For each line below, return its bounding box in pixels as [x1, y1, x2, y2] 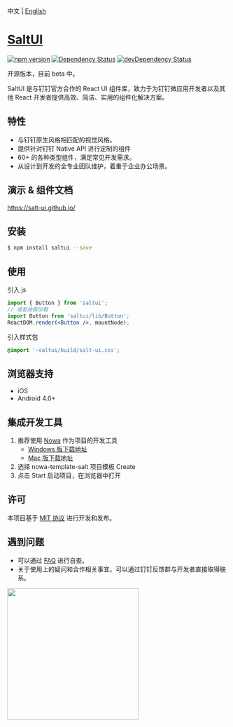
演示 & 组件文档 [7, 184, 73, 196]
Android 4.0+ [17, 394, 56, 402]
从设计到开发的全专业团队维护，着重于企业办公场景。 [17, 161, 171, 170]
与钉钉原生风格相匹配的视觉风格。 [17, 135, 116, 144]
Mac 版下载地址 [27, 454, 73, 462]
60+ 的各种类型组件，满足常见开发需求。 [17, 153, 136, 161]
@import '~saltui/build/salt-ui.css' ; [7, 346, 120, 353]
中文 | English [7, 7, 47, 15]
